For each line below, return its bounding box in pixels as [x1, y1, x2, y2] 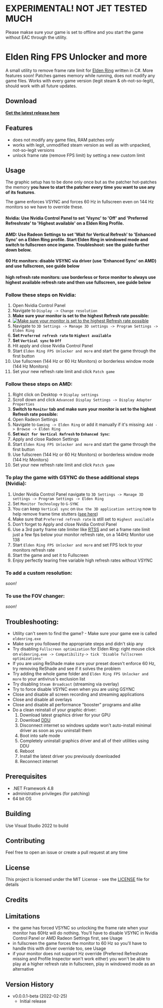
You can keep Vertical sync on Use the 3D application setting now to [12, 505, 157, 512]
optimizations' [12, 656, 44, 661]
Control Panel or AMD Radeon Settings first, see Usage [12, 935, 123, 941]
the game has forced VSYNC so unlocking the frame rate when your [12, 925, 148, 931]
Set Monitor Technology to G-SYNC [12, 501, 79, 506]
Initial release [19, 998, 46, 1004]
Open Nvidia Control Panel [12, 302, 66, 308]
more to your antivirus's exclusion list [12, 676, 86, 682]
